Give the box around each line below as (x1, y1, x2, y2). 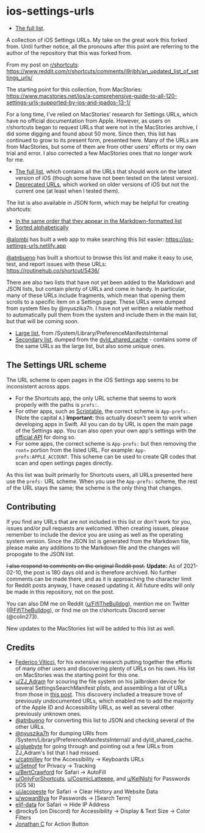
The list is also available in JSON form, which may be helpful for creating (6, 199, 189, 206)
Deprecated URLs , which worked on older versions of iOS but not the (15, 181, 189, 188)
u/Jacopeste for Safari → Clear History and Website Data (15, 788, 159, 795)
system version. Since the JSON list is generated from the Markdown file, (6, 537, 191, 545)
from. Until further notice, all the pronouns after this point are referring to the (6, 43, 199, 50)
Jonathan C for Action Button (15, 820, 89, 828)
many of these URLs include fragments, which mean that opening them (6, 291, 185, 299)
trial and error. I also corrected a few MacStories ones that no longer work (6, 149, 192, 157)
